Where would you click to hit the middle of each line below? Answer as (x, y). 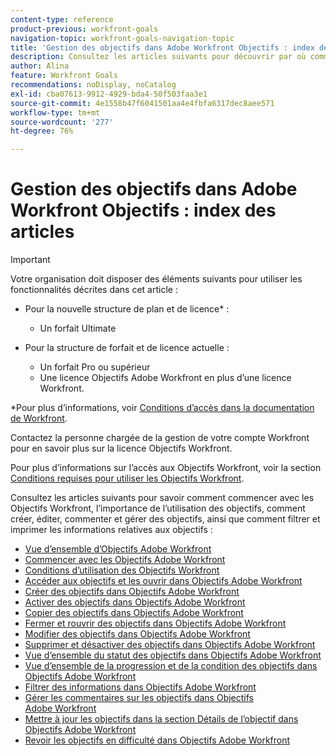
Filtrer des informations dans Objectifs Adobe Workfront (140, 687)
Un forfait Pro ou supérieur (95, 367)
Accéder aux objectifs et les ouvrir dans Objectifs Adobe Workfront (163, 581)
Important (30, 260)
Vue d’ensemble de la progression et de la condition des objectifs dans (171, 666)
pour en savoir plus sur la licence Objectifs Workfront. (121, 448)
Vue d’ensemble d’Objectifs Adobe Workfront (118, 549)
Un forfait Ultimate (78, 328)
